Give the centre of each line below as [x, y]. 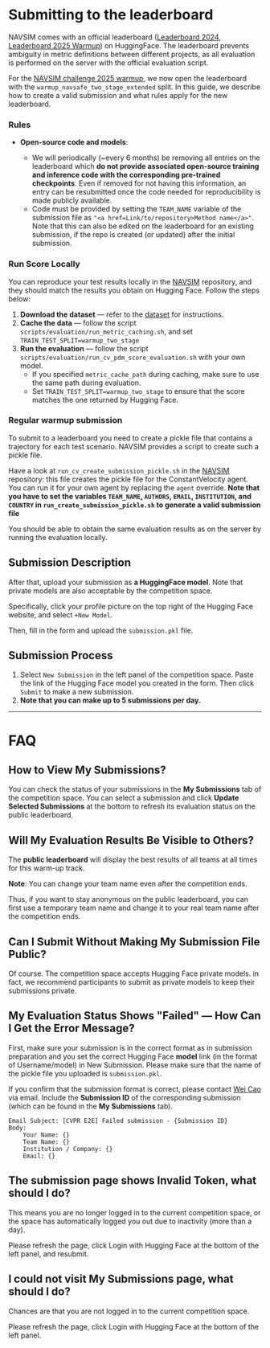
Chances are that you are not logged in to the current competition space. [129, 1311]
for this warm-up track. [47, 868]
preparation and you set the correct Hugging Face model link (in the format [133, 1056]
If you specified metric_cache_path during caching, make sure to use [145, 374]
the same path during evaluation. [86, 383]
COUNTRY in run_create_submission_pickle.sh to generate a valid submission [135, 505]
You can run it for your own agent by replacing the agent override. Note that [134, 487]
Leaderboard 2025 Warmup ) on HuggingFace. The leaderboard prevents [129, 45]
